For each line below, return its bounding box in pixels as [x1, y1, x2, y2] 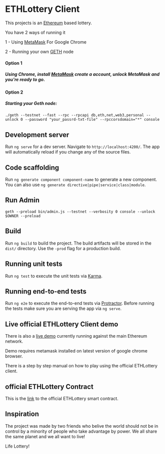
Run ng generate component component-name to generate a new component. [5, 177, 158, 183]
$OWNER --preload [5, 213, 41, 218]
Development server [5, 130, 69, 139]
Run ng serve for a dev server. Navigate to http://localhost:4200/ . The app [5, 144, 160, 150]
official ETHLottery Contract [5, 382, 94, 391]
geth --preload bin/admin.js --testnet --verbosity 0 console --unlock [5, 209, 155, 214]
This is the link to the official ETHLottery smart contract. [5, 395, 119, 402]
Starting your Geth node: [5, 101, 58, 106]
